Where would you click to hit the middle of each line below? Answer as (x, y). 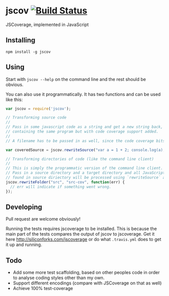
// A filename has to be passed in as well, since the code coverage (80, 141)
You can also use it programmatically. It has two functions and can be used (83, 94)
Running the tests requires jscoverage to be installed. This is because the (81, 229)
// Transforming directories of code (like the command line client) (80, 159)
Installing (21, 40)
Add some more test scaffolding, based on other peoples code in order (86, 272)
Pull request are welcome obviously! (43, 219)
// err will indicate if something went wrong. (61, 187)
